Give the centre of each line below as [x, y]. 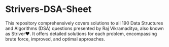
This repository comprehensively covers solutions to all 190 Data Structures [84, 23]
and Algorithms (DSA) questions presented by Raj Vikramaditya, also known [84, 28]
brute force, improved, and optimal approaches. [55, 39]
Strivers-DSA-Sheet [48, 9]
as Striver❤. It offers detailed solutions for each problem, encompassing [81, 33]
